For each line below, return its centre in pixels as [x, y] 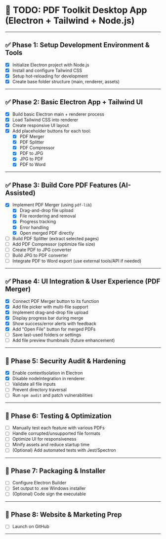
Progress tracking [38, 222]
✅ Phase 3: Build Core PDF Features [61, 185]
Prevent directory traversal [39, 390]
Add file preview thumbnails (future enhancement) [63, 340]
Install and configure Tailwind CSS [47, 70]
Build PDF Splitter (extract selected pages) [56, 238]
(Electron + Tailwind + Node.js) [70, 21]
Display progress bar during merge [48, 318]
